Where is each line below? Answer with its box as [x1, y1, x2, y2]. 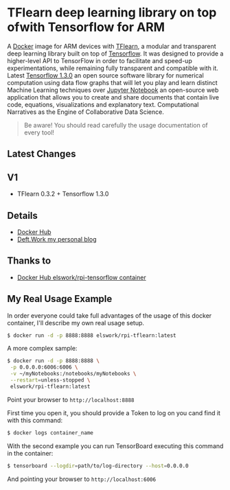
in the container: [7, 449, 54, 457]
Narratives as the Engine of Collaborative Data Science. [7, 108, 165, 116]
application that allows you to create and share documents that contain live [7, 93, 220, 101]
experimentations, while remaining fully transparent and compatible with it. [7, 64, 218, 72]
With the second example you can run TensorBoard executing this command [7, 441, 224, 450]
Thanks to [7, 255, 51, 267]
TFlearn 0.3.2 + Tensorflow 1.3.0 [16, 190, 109, 198]
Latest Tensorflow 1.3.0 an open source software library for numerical [7, 71, 204, 80]
